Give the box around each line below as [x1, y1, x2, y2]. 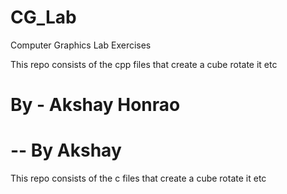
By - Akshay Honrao [10, 94, 181, 116]
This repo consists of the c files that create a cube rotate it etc [10, 172, 267, 185]
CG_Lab [10, 6, 77, 29]
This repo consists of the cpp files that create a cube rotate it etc [10, 58, 278, 70]
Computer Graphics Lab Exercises [10, 39, 152, 51]
